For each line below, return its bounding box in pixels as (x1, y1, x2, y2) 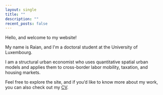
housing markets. (5, 70, 41, 76)
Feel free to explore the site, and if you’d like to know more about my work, (5, 79, 158, 85)
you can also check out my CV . (5, 85, 69, 91)
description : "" (5, 16, 39, 21)
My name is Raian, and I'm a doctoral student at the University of (5, 44, 138, 50)
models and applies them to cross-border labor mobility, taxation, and (5, 64, 148, 70)
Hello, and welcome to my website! (5, 35, 77, 41)
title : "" (5, 12, 26, 17)
